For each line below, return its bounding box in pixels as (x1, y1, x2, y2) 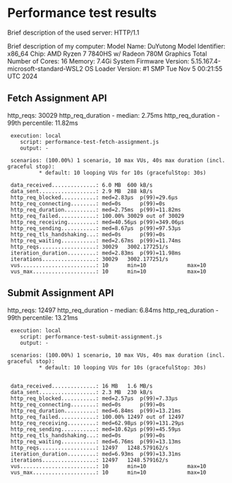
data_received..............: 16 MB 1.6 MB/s (10, 382, 153, 389)
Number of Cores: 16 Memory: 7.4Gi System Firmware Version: (7, 56, 190, 65)
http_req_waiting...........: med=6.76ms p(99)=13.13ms (10, 438, 181, 445)
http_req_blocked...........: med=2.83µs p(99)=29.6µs (10, 194, 178, 201)
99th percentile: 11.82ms (7, 118, 79, 127)
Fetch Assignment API (7, 92, 107, 104)
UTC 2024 (7, 72, 37, 80)
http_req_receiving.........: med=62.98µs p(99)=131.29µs (10, 420, 185, 427)
